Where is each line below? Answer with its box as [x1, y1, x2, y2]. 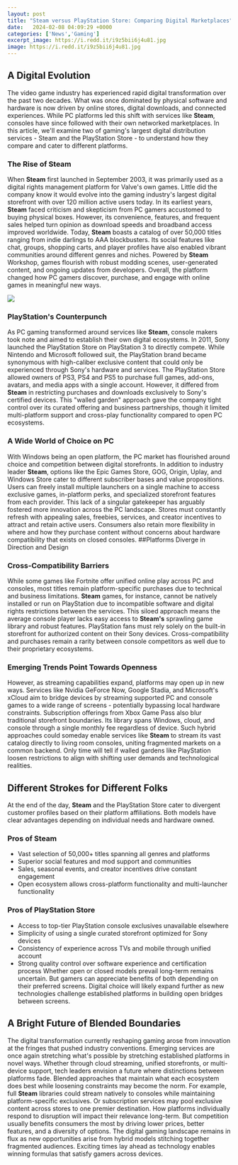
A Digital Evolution [7, 70, 91, 82]
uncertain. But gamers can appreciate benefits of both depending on [17, 974, 218, 983]
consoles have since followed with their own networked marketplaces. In [7, 119, 220, 127]
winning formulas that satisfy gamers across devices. [7, 1149, 163, 1158]
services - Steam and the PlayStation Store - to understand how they [7, 133, 209, 142]
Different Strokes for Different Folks [7, 782, 168, 794]
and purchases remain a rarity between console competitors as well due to [7, 637, 225, 645]
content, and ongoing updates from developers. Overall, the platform [7, 266, 208, 274]
